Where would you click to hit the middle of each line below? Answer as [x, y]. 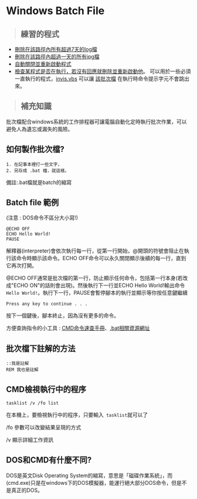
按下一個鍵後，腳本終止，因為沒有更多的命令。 [62, 315]
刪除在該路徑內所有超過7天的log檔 [56, 49]
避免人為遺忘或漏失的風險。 [40, 129]
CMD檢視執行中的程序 [46, 389]
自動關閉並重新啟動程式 [43, 64]
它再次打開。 [21, 265]
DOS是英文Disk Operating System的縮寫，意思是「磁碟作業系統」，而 [89, 475]
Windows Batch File [55, 11]
